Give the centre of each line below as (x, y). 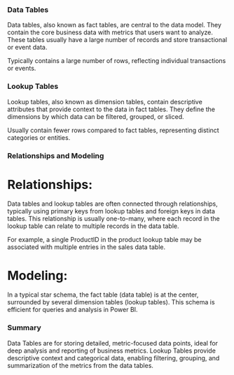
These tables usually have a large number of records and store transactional (117, 40)
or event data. (27, 48)
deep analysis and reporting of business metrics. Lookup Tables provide (111, 351)
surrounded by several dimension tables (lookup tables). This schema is (111, 302)
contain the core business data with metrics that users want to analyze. (110, 32)
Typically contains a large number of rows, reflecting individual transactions (117, 61)
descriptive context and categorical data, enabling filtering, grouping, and (113, 358)
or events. (22, 69)
